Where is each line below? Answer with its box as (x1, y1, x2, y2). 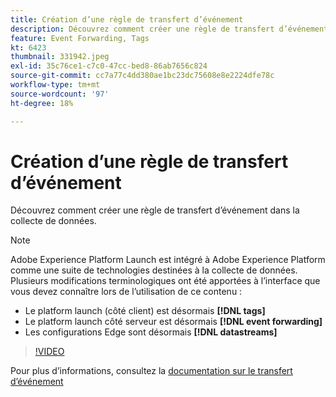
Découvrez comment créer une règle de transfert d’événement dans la (10, 204, 300, 216)
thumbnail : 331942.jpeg (10, 52, 110, 62)
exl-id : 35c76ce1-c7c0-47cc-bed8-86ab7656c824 (10, 61, 208, 71)
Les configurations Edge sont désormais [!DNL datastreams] (24, 326, 278, 338)
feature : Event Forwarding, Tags (10, 33, 150, 43)
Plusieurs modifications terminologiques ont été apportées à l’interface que (10, 275, 321, 287)
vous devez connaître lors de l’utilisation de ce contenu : (10, 286, 243, 298)
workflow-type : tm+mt (10, 80, 101, 90)
